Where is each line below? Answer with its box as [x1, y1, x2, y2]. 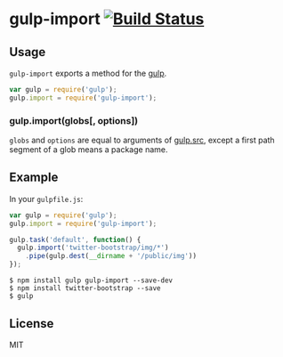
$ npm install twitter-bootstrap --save [9, 284, 162, 293]
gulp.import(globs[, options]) [9, 114, 139, 126]
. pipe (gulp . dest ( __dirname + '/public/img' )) [25, 252, 198, 261]
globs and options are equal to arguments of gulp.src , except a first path [9, 134, 275, 146]
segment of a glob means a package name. [9, 144, 168, 155]
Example [9, 170, 59, 185]
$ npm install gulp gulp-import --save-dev [9, 276, 174, 285]
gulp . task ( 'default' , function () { [9, 235, 141, 244]
